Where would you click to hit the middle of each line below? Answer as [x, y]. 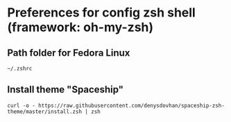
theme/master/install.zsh [44, 112]
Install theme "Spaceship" [65, 90]
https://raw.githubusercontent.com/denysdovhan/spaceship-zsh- [131, 105]
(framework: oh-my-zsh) [80, 27]
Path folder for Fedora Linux [69, 53]
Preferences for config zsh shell [101, 13]
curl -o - [22, 105]
